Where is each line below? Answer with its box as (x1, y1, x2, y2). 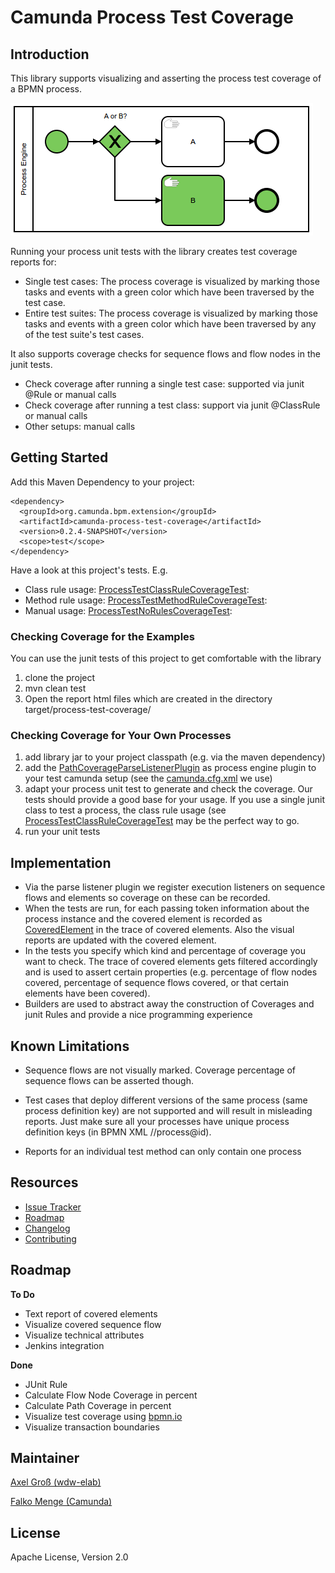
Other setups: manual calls (24, 421, 136, 432)
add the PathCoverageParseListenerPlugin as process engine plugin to (24, 762, 317, 774)
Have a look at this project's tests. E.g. (10, 564, 168, 576)
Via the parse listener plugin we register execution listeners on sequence (24, 881, 326, 893)
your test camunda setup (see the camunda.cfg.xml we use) (24, 772, 273, 785)
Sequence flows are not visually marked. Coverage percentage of (24, 1064, 297, 1076)
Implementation (10, 854, 112, 871)
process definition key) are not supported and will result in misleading (24, 1105, 313, 1117)
